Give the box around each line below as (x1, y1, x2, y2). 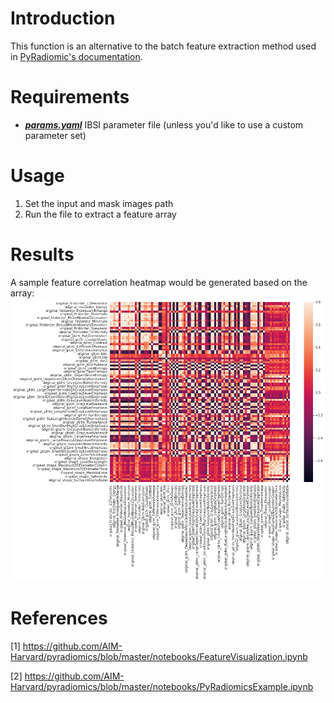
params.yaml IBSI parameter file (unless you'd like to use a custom (24, 118, 304, 131)
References (10, 607, 108, 629)
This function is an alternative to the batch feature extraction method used (10, 40, 317, 52)
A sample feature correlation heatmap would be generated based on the (10, 276, 308, 288)
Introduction (10, 7, 116, 30)
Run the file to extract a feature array (24, 208, 177, 220)
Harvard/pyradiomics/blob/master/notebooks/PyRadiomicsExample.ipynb (10, 680, 314, 692)
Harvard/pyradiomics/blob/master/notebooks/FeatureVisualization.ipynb (10, 650, 308, 662)
